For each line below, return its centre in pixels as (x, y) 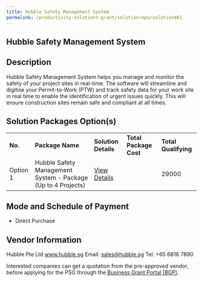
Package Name (57, 145)
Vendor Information (44, 240)
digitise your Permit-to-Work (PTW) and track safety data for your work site (100, 89)
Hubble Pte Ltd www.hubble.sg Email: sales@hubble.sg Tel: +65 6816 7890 (100, 254)
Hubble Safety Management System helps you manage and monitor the (95, 77)
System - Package (62, 177)
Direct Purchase (35, 221)
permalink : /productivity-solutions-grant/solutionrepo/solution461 (94, 17)
